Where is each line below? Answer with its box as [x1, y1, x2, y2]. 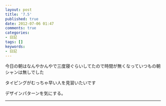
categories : [5, 30, 30, 35]
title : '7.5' [5, 12, 32, 17]
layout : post [5, 7, 32, 12]
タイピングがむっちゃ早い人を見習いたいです [5, 80, 96, 86]
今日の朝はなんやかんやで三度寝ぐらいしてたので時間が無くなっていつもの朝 [5, 63, 161, 69]
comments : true [5, 26, 37, 31]
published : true [5, 16, 39, 21]
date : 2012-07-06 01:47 [5, 21, 54, 26]
